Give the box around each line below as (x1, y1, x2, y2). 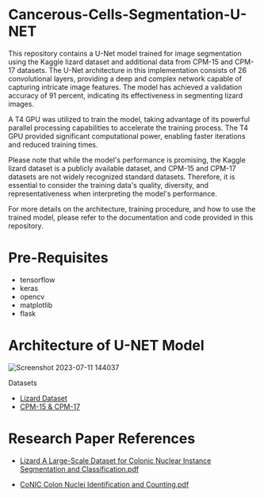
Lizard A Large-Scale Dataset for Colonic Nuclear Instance (19, 456, 212, 465)
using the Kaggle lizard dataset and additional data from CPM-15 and (8, 57, 234, 67)
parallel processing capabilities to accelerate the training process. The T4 (8, 123, 248, 132)
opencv (19, 292, 45, 301)
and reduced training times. (8, 140, 98, 149)
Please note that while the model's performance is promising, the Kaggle (8, 155, 246, 164)
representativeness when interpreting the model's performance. (8, 189, 218, 198)
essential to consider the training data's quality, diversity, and (8, 180, 209, 189)
